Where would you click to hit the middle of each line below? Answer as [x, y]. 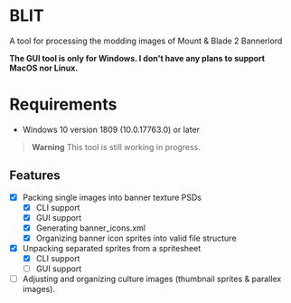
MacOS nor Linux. [44, 68]
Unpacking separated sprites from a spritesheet [112, 248]
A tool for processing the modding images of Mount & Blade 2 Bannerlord [146, 41]
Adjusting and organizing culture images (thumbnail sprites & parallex [152, 279]
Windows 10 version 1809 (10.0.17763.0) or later [111, 129]
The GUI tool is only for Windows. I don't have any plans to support [137, 58]
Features [35, 176]
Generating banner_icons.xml [91, 228]
